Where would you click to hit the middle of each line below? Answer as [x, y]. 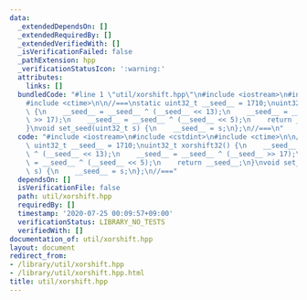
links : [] [45, 86]
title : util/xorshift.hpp [58, 282]
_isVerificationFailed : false [75, 52]
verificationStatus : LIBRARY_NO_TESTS [92, 222]
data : [20, 18]
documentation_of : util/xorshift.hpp [81, 239]
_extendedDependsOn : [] [63, 27]
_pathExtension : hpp [57, 60]
